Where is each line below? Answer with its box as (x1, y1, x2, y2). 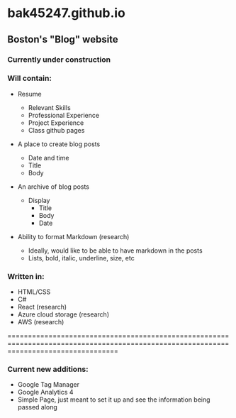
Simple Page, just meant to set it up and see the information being (17, 395, 210, 404)
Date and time (28, 153, 69, 162)
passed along (17, 403, 58, 412)
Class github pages (28, 126, 85, 134)
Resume (17, 89, 42, 98)
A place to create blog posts (17, 140, 101, 148)
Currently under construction (7, 55, 111, 65)
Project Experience (28, 119, 84, 127)
